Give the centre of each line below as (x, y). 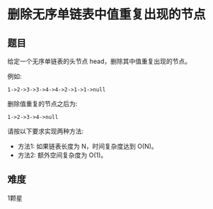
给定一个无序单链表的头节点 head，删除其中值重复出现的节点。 (99, 61)
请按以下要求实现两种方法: (46, 131)
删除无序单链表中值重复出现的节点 (107, 15)
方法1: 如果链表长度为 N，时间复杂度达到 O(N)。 (87, 146)
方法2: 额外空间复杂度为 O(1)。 (62, 155)
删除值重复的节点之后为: (42, 104)
